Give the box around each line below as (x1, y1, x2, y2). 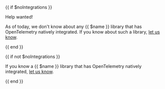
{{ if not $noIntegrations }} (5, 53, 61, 59)
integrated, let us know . (5, 68, 54, 74)
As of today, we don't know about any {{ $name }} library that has (5, 23, 142, 29)
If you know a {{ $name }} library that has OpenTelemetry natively (5, 63, 142, 69)
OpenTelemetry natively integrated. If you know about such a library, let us (5, 29, 160, 34)
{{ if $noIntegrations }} (5, 4, 52, 10)
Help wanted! (5, 14, 33, 19)
